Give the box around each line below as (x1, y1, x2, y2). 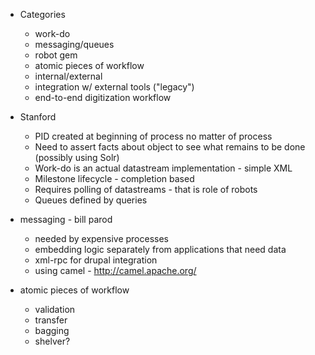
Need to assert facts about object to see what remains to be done (34, 141, 306, 153)
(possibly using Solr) (34, 152, 120, 163)
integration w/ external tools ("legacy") (34, 81, 195, 93)
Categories (19, 9, 66, 20)
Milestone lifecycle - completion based (34, 173, 195, 184)
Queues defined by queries (34, 194, 148, 206)
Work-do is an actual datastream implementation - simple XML (34, 162, 293, 174)
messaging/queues (34, 39, 115, 50)
